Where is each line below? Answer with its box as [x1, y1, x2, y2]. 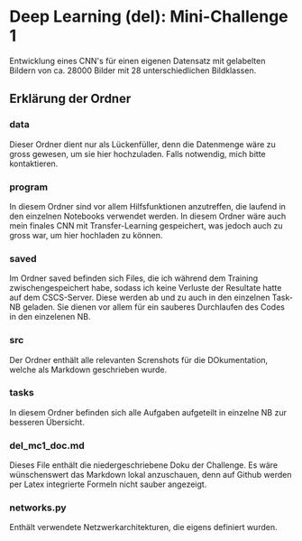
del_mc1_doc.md [9, 439, 85, 452]
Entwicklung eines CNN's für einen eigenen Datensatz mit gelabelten [9, 55, 266, 66]
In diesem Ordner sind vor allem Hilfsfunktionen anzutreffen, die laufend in [9, 201, 287, 211]
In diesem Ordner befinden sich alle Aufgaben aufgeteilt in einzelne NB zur [9, 406, 287, 417]
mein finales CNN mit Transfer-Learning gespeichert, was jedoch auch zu [9, 219, 283, 231]
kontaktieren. [9, 158, 59, 169]
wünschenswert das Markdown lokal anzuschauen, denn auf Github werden [9, 470, 292, 480]
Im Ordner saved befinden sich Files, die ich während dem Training [9, 273, 259, 284]
